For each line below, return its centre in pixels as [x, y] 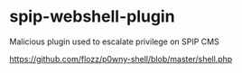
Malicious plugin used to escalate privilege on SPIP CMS [114, 41]
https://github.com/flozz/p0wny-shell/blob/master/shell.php [121, 59]
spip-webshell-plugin [92, 17]
